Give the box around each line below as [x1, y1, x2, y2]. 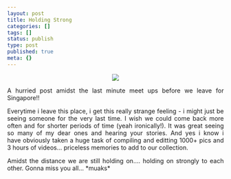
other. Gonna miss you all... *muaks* [7, 164, 111, 172]
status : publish [7, 36, 54, 43]
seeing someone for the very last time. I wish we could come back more [7, 114, 224, 122]
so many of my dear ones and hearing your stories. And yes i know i [7, 128, 224, 137]
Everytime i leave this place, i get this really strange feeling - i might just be [7, 107, 224, 115]
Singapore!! [7, 93, 40, 102]
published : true [7, 49, 54, 56]
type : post [7, 42, 38, 49]
